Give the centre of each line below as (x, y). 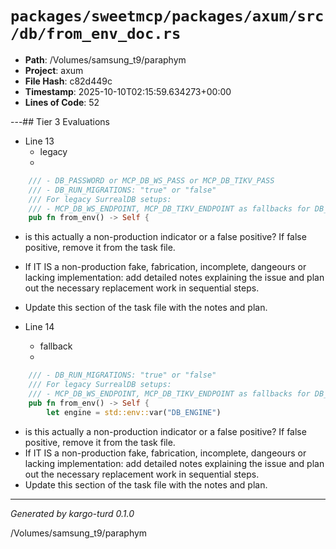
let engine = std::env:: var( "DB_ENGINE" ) (134, 412)
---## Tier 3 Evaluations (60, 121)
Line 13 (39, 141)
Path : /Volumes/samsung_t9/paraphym (105, 59)
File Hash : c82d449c (68, 81)
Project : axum (54, 70)
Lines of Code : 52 (62, 102)
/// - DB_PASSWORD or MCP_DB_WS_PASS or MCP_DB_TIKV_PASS (151, 180)
